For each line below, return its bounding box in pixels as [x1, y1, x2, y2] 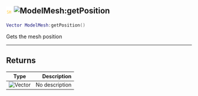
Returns [6, 55, 37, 65]
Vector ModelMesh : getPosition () [6, 22, 85, 28]
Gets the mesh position [6, 33, 62, 40]
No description [35, 81, 72, 88]
